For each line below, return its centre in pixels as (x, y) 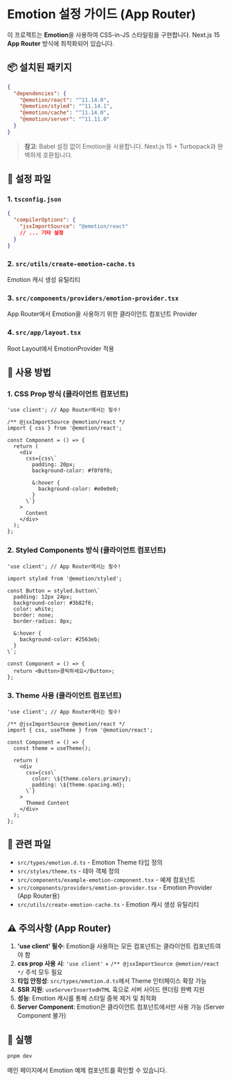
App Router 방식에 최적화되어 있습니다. (61, 43)
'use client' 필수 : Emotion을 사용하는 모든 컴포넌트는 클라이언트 (104, 946)
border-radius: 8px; (43, 621)
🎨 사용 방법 (29, 372)
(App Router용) (38, 896)
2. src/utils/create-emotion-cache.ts (71, 263)
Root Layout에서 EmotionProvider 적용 (61, 349)
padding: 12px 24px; (43, 597)
